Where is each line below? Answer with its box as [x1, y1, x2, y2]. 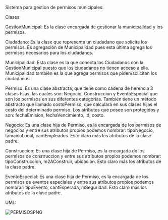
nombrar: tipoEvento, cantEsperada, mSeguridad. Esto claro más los [5, 184, 147, 190]
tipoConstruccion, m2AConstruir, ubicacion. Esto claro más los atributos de [5, 158, 161, 164]
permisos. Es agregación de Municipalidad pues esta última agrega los [5, 44, 152, 50]
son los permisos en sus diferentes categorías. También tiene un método [5, 96, 157, 102]
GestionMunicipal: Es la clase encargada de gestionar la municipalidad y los [5, 24, 163, 30]
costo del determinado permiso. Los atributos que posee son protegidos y [5, 107, 159, 113]
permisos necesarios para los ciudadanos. [5, 50, 93, 56]
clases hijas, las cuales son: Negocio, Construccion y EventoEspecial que [5, 91, 158, 96]
